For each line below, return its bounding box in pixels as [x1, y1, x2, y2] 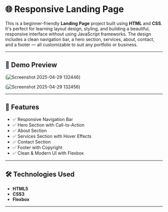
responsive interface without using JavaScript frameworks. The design [5, 31, 151, 37]
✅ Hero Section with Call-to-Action [12, 121, 85, 128]
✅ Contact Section [12, 138, 51, 144]
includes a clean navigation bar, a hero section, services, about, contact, [5, 36, 155, 42]
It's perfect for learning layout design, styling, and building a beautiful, [5, 25, 150, 31]
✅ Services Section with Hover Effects [12, 133, 91, 139]
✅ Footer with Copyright [12, 144, 62, 150]
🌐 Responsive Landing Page [5, 3, 124, 15]
